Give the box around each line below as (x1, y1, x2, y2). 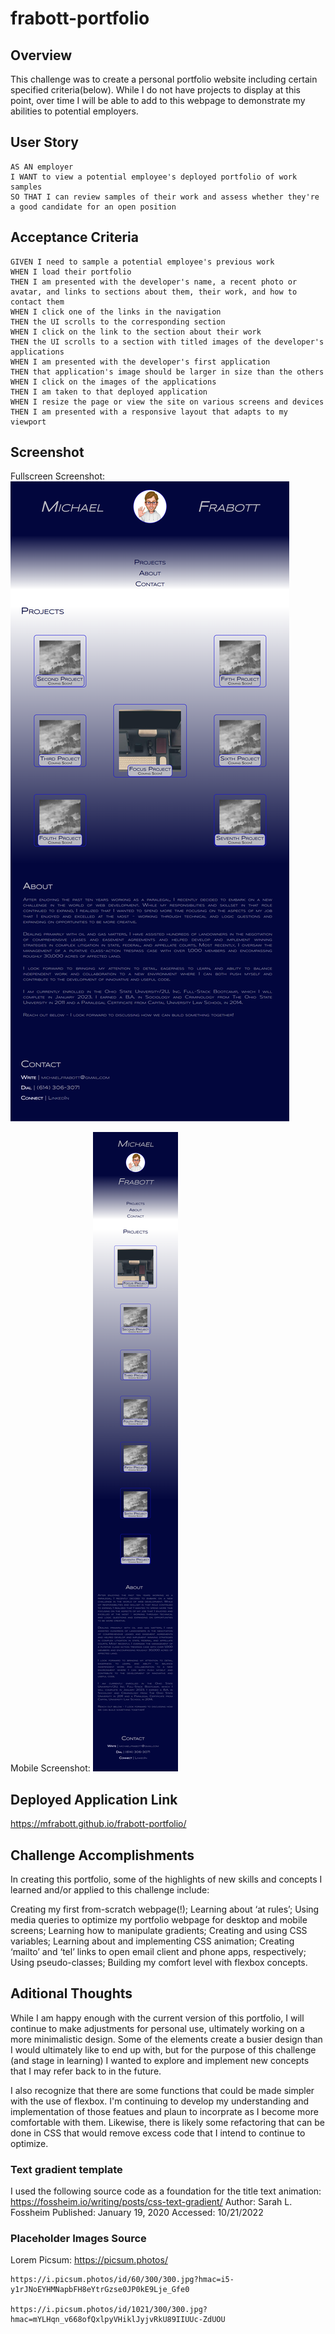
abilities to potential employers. (10, 105, 139, 117)
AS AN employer (10, 162, 74, 172)
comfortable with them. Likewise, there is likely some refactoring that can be (10, 2116, 325, 2128)
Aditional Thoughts (10, 1985, 133, 2002)
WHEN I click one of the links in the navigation (10, 307, 222, 317)
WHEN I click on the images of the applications (10, 377, 217, 387)
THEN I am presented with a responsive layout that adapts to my (10, 407, 288, 417)
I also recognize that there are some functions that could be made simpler (10, 2084, 315, 2096)
